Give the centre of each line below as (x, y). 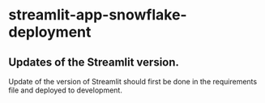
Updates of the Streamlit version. (94, 62)
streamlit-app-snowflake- (98, 15)
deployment (50, 32)
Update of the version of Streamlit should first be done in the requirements (133, 82)
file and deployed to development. (66, 90)
